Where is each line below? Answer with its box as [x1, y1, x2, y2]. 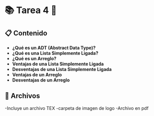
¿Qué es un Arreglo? [12, 56, 57, 61]
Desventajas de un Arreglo [12, 77, 70, 83]
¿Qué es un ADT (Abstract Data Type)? [12, 45, 96, 51]
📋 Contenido [5, 29, 48, 37]
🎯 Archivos [5, 92, 40, 100]
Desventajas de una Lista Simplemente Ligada [12, 66, 112, 72]
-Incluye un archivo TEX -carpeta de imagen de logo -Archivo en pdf [5, 105, 149, 111]
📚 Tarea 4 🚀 [5, 5, 57, 16]
